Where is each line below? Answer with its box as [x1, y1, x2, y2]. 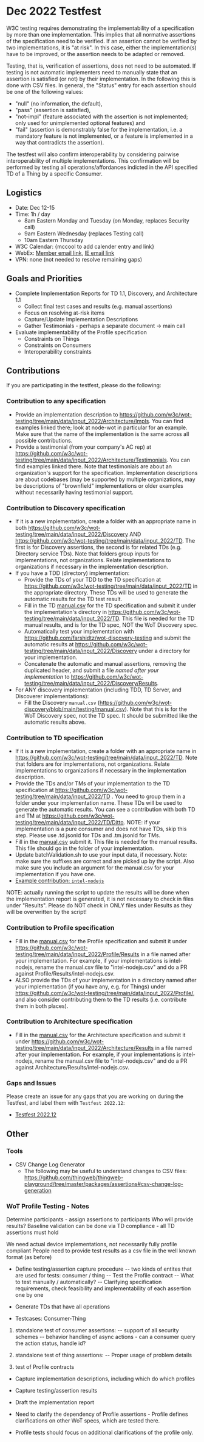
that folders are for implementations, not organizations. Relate [15, 760, 170, 768]
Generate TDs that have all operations [15, 1303, 110, 1310]
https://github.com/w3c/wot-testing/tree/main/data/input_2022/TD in [24, 582, 198, 590]
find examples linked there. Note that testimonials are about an [15, 462, 172, 470]
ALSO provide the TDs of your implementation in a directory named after [15, 976, 197, 983]
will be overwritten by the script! [6, 908, 87, 916]
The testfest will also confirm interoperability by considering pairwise [6, 151, 179, 158]
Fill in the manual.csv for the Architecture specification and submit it [15, 1031, 186, 1038]
